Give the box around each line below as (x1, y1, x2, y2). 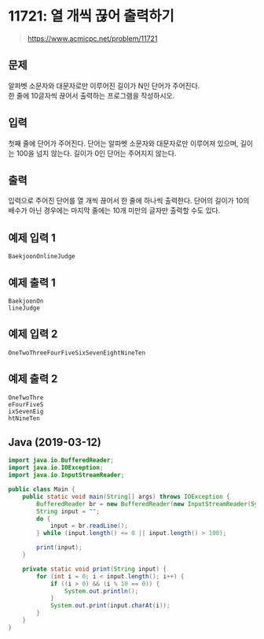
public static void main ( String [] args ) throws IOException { (22, 492, 230, 500)
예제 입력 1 (8, 231, 57, 244)
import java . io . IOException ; (8, 464, 104, 472)
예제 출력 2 (8, 372, 58, 386)
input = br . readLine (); (49, 522, 128, 530)
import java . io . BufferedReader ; (8, 456, 114, 465)
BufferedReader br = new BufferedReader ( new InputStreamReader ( (36, 500, 251, 508)
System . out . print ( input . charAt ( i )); (49, 602, 170, 610)
